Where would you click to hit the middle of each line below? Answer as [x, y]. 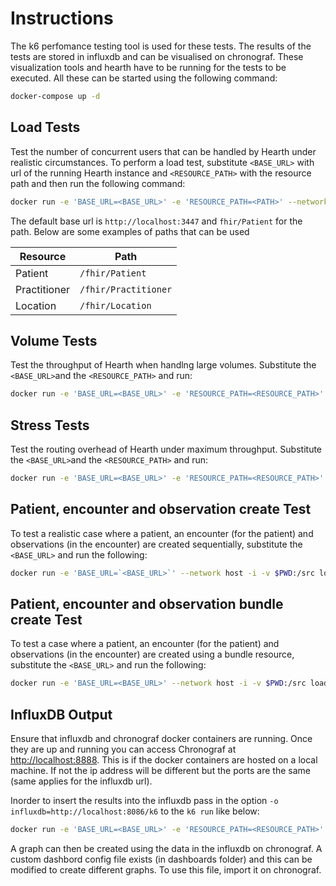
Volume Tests [54, 340]
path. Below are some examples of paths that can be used [130, 231]
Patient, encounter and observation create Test [161, 509]
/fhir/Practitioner [126, 289]
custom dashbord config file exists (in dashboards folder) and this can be [161, 859]
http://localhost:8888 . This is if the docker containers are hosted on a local [164, 760]
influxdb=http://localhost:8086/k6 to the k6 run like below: [135, 811]
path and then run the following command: [98, 183]
